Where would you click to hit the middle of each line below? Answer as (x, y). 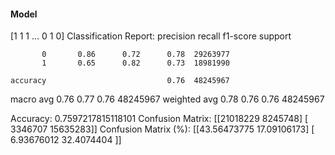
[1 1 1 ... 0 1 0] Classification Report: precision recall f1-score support (151, 36)
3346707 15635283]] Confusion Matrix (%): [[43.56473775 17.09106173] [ (162, 129)
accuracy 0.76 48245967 (120, 81)
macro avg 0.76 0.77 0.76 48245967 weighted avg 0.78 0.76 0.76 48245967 (167, 99)
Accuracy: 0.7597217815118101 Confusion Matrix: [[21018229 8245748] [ (159, 119)
